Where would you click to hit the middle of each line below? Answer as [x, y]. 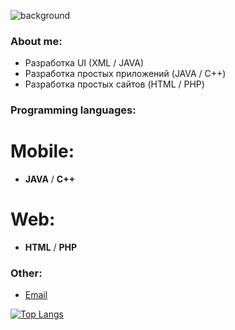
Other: [26, 273]
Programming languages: [73, 110]
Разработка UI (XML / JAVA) [84, 63]
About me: [36, 41]
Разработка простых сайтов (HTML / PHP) [114, 84]
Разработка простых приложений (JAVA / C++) [125, 74]
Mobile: [42, 151]
